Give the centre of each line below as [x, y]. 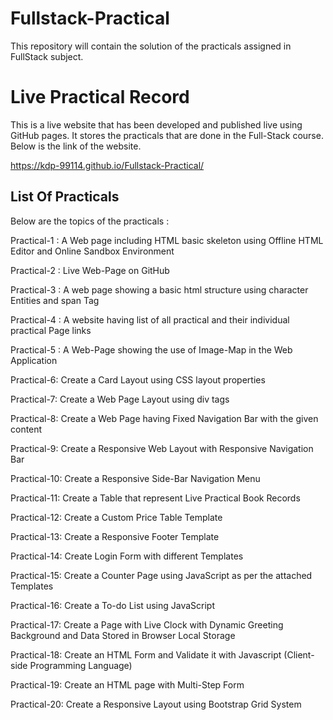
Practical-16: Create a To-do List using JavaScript [112, 605]
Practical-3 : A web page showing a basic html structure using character [159, 289]
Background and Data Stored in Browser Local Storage [123, 635]
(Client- [299, 654]
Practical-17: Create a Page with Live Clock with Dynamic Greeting [147, 624]
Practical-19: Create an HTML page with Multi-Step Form [127, 684]
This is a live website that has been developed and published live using [156, 124]
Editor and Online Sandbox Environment [92, 251]
